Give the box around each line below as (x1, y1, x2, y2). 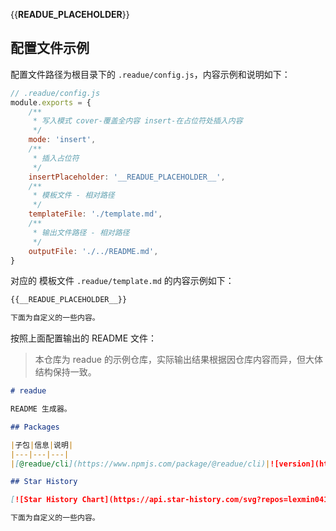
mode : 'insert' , (28, 135, 97, 145)
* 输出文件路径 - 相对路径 (32, 227, 130, 238)
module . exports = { (10, 97, 92, 108)
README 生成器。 (10, 404, 72, 414)
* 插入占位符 (32, 153, 80, 163)
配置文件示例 (10, 40, 90, 57)
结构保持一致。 (34, 366, 97, 378)
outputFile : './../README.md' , (28, 246, 159, 256)
